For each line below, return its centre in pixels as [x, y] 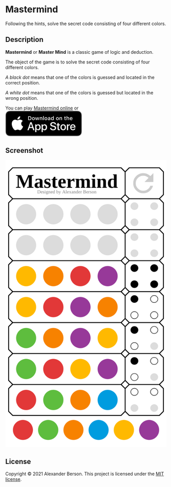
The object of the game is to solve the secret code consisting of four [78, 62]
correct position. [23, 82]
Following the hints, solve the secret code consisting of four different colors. [86, 24]
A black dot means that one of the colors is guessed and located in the [80, 77]
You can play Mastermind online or [42, 108]
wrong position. [22, 98]
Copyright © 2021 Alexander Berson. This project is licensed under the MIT [85, 474]
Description [24, 40]
